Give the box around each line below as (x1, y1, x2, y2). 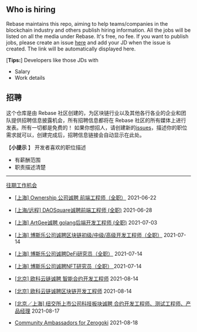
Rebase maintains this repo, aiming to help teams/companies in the (6, 20, 168, 27)
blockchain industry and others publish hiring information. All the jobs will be (6, 26, 191, 33)
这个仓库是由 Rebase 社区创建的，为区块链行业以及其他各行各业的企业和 (6, 109, 181, 116)
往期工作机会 (6, 181, 37, 188)
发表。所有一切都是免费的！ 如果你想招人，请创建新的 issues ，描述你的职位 (6, 124, 188, 131)
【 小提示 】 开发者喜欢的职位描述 (6, 144, 86, 151)
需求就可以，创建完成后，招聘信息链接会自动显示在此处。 (6, 131, 145, 138)
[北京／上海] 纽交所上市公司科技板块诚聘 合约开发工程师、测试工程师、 (14, 300, 186, 307)
